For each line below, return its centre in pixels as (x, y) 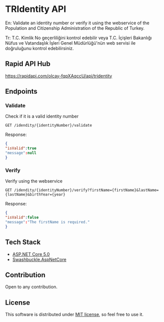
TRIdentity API (36, 9)
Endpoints (21, 92)
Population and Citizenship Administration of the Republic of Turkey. (75, 28)
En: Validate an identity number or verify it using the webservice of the (77, 23)
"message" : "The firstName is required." (48, 222)
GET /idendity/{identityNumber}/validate (49, 126)
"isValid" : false (22, 218)
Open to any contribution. (31, 287)
